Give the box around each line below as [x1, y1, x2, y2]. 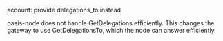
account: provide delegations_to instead [7, 6, 122, 14]
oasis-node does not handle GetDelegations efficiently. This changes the [7, 19, 215, 27]
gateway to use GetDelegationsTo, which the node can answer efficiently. [7, 27, 216, 34]
